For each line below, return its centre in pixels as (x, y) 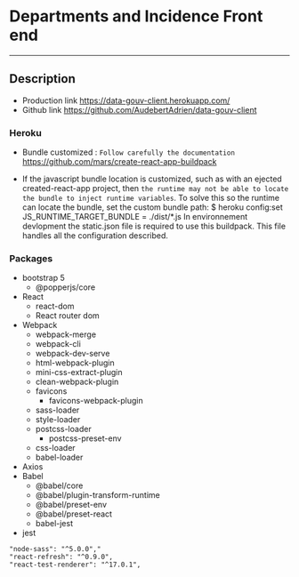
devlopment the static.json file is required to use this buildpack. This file (154, 226)
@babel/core (59, 485)
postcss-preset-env (85, 438)
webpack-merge (65, 334)
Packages (31, 258)
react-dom (55, 306)
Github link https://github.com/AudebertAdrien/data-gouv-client (139, 109)
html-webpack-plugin (75, 363)
